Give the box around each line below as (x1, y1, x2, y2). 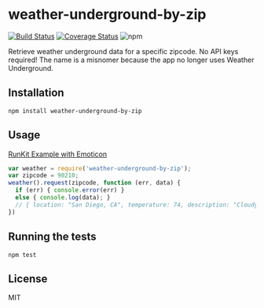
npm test (8, 251, 37, 258)
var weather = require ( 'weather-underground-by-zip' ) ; (8, 164, 192, 172)
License (8, 272, 48, 285)
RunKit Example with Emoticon (8, 149, 108, 159)
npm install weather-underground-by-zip (8, 107, 143, 115)
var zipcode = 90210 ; (8, 171, 79, 180)
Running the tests (8, 230, 97, 244)
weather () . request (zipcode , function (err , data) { (8, 179, 181, 187)
